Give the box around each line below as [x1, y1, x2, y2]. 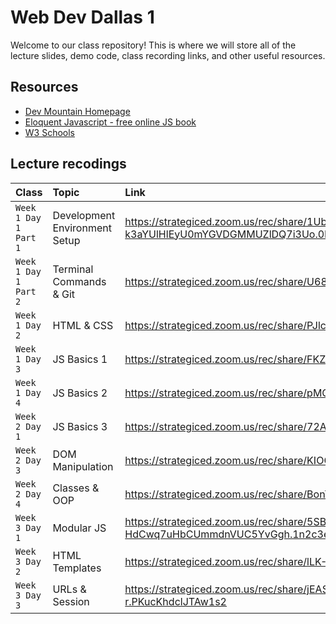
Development [52, 208, 116, 222]
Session [52, 594, 90, 608]
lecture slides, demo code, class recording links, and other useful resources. [10, 49, 326, 61]
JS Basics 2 [52, 386, 108, 400]
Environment [52, 221, 112, 235]
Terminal [52, 262, 94, 276]
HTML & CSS [52, 318, 114, 332]
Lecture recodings [10, 156, 127, 173]
